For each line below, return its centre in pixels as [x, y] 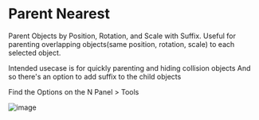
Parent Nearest [59, 14]
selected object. [35, 52]
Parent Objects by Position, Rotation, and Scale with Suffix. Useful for [122, 36]
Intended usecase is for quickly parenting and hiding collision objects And [129, 68]
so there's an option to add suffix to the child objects [95, 76]
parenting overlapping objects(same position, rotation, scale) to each [122, 44]
